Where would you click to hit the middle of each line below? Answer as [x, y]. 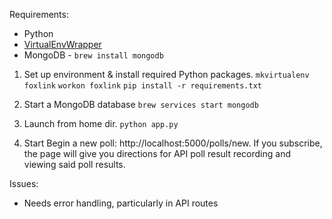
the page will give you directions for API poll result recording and [157, 153]
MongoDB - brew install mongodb [93, 55]
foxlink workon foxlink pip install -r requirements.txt [142, 86]
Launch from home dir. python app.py [101, 123]
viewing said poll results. [74, 164]
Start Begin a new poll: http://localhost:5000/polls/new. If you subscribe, [173, 143]
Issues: [24, 183]
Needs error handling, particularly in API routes [121, 203]
